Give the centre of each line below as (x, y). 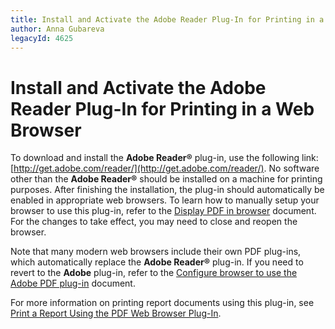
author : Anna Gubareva (57, 29)
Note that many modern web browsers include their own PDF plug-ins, (156, 252)
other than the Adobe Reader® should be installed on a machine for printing (166, 179)
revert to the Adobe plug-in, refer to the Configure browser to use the (154, 273)
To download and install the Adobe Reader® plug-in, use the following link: (164, 158)
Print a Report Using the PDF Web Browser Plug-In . (116, 313)
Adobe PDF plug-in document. (73, 283)
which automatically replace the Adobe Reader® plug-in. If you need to (157, 262)
